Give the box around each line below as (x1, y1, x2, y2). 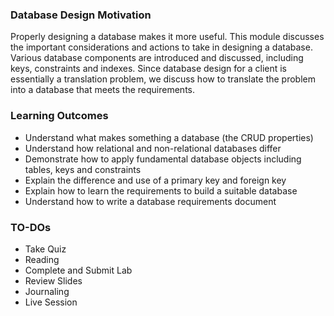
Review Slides (24, 274, 83, 287)
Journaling (24, 285, 70, 297)
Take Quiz (24, 243, 67, 255)
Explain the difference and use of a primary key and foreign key (24, 174, 287, 186)
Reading (24, 253, 60, 265)
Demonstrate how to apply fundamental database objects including (24, 153, 302, 165)
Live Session (24, 296, 78, 308)
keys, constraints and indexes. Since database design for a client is (10, 63, 287, 75)
